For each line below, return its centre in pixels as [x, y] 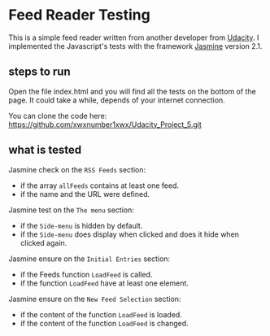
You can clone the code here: [58, 116]
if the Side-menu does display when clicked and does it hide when [130, 234]
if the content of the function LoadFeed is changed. [104, 323]
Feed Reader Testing [79, 15]
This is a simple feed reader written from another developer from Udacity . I [134, 37]
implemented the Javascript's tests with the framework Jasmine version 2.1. [135, 46]
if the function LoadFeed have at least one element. [105, 283]
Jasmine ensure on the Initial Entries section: [89, 259]
